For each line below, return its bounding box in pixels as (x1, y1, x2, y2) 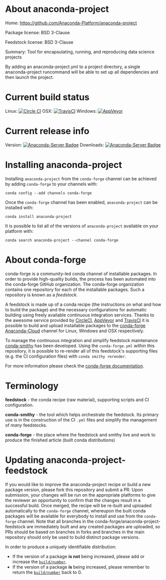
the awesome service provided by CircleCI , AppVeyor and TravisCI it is (5, 317, 150, 323)
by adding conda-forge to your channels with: (5, 181, 98, 187)
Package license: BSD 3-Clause (5, 29, 70, 35)
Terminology (5, 380, 58, 391)
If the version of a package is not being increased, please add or (12, 553, 145, 559)
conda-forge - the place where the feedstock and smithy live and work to (5, 432, 156, 437)
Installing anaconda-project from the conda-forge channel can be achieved (5, 175, 157, 182)
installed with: (5, 205, 34, 211)
